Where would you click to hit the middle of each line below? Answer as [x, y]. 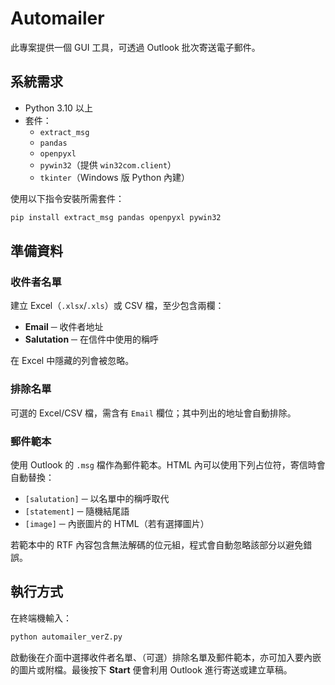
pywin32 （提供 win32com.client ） [108, 164]
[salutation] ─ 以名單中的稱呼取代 [97, 498]
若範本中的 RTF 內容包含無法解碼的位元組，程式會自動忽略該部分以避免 [157, 544]
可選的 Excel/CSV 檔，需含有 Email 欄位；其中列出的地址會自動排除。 [153, 413]
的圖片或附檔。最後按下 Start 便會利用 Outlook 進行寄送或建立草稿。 [151, 669]
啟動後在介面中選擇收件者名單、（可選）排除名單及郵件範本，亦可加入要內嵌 [166, 657]
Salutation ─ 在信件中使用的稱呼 [91, 339]
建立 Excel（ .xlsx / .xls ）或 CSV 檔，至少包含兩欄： [117, 306]
